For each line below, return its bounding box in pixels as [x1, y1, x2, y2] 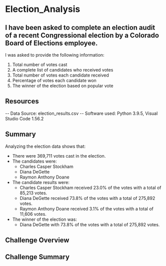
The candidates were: [12, 158, 57, 164]
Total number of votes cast [12, 62, 68, 68]
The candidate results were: [12, 179, 70, 185]
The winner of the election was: [12, 216, 77, 222]
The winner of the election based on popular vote [12, 83, 113, 89]
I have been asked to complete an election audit [5, 23, 155, 32]
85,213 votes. [19, 190, 48, 196]
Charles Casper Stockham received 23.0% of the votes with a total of [19, 184, 162, 190]
